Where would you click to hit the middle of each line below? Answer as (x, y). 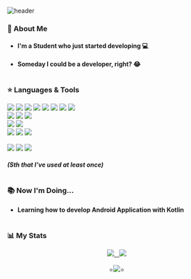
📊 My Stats (27, 235)
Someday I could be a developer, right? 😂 (79, 64)
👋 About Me (27, 28)
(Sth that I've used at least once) (56, 164)
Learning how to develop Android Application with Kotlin (100, 210)
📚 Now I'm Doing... (41, 191)
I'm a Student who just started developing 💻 (83, 46)
